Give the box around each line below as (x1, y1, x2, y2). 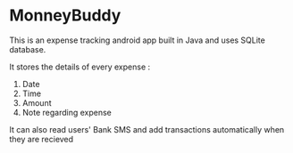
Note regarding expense (21, 107, 112, 117)
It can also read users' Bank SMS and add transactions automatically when (9, 124, 285, 134)
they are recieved (9, 133, 74, 144)
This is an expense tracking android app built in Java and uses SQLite (9, 35, 265, 45)
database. (9, 44, 46, 54)
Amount (21, 97, 52, 108)
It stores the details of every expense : (9, 61, 151, 72)
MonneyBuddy (9, 5, 121, 26)
